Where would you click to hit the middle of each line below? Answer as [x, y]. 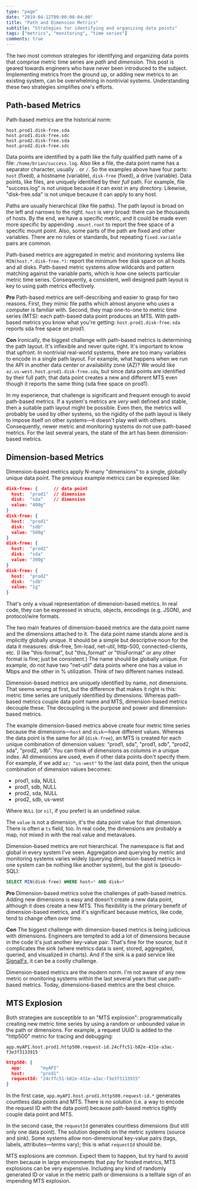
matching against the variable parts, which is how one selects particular [93, 273]
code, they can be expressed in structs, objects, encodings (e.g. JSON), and [99, 610]
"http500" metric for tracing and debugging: [60, 1036]
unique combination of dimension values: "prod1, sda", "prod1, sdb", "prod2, [98, 744]
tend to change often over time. [44, 918]
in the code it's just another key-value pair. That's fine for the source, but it [97, 942]
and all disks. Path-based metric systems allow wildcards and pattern [90, 267]
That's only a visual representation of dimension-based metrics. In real [92, 604]
